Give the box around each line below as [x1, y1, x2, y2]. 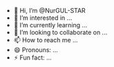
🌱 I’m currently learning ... [13, 21, 88, 29]
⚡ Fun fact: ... [13, 53, 52, 62]
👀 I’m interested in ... [13, 14, 73, 22]
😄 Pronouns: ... [13, 46, 59, 54]
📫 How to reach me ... [13, 36, 78, 44]
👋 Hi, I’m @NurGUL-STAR [13, 7, 86, 14]
